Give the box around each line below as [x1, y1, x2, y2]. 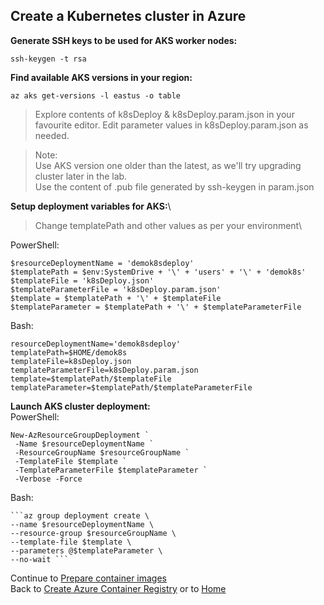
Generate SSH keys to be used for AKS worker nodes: [10, 34, 238, 46]
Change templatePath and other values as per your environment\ [34, 219, 303, 231]
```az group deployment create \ [10, 510, 150, 521]
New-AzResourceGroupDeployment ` [10, 430, 150, 440]
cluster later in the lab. [34, 170, 128, 182]
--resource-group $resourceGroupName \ [10, 528, 177, 538]
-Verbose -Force [14, 474, 83, 484]
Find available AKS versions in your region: [10, 71, 193, 83]
